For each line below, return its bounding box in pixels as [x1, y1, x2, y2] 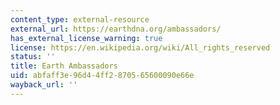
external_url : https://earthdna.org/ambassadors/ [10, 24, 222, 34]
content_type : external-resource [10, 14, 150, 25]
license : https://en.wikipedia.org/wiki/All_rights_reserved [10, 42, 271, 53]
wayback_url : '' [10, 80, 78, 90]
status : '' [10, 52, 56, 62]
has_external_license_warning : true [10, 33, 163, 43]
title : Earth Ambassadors [10, 61, 118, 71]
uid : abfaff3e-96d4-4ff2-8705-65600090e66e [10, 71, 195, 81]
